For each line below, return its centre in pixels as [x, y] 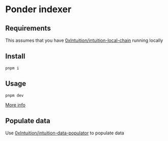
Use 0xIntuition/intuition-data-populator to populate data [65, 133]
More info [16, 105]
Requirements [28, 28]
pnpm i [12, 68]
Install [15, 56]
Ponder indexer [38, 9]
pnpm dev [15, 95]
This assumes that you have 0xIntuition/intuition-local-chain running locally [84, 40]
